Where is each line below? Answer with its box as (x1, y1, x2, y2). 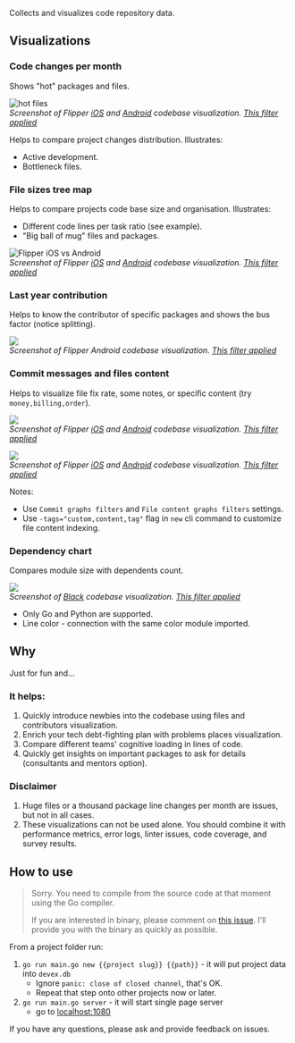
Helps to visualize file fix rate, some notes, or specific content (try (9, 388, 252, 399)
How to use (9, 864, 73, 879)
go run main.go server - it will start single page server (21, 997, 223, 1008)
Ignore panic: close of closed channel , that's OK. (35, 978, 223, 988)
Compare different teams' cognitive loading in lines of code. (21, 738, 243, 749)
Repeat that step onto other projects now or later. (35, 988, 217, 998)
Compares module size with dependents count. (9, 565, 184, 576)
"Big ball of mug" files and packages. (21, 230, 160, 240)
